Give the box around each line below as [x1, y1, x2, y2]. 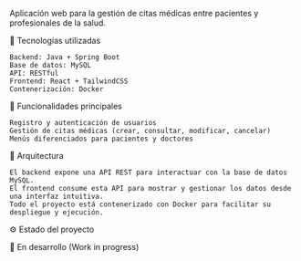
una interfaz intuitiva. [9, 192, 104, 201]
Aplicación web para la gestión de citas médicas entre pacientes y [9, 8, 259, 18]
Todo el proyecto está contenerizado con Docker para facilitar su [9, 200, 272, 209]
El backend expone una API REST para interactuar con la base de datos [9, 168, 287, 177]
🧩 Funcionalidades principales [9, 100, 123, 111]
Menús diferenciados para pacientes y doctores [9, 134, 194, 143]
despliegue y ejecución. [9, 208, 104, 217]
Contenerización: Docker [9, 85, 104, 94]
